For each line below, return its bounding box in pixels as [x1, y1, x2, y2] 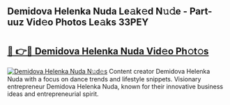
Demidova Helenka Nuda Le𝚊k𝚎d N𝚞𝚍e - [7, 6, 188, 17]
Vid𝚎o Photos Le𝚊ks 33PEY [26, 17, 148, 29]
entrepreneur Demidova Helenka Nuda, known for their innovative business [7, 83, 224, 90]
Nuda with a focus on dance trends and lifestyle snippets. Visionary [7, 75, 201, 83]
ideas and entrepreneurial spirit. [7, 90, 99, 98]
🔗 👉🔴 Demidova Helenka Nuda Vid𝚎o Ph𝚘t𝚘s [7, 45, 209, 57]
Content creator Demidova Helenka [109, 67, 210, 75]
